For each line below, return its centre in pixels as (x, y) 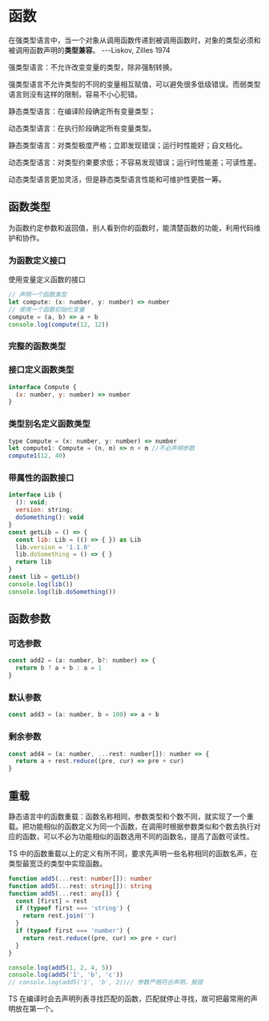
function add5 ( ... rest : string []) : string (80, 886)
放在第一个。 (36, 1009)
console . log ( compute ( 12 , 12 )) (59, 324)
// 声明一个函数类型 (38, 295)
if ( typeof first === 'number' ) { (73, 931)
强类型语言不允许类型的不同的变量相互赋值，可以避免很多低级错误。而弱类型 (134, 84)
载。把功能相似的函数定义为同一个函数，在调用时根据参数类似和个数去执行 (131, 826)
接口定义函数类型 (41, 370)
